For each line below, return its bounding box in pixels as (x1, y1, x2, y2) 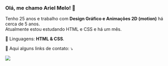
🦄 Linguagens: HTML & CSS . (5, 36, 64, 42)
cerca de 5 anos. (5, 21, 40, 27)
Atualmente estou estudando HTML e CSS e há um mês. (5, 26, 122, 32)
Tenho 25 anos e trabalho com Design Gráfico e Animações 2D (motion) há (5, 16, 163, 22)
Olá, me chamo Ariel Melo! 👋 (5, 4, 76, 11)
